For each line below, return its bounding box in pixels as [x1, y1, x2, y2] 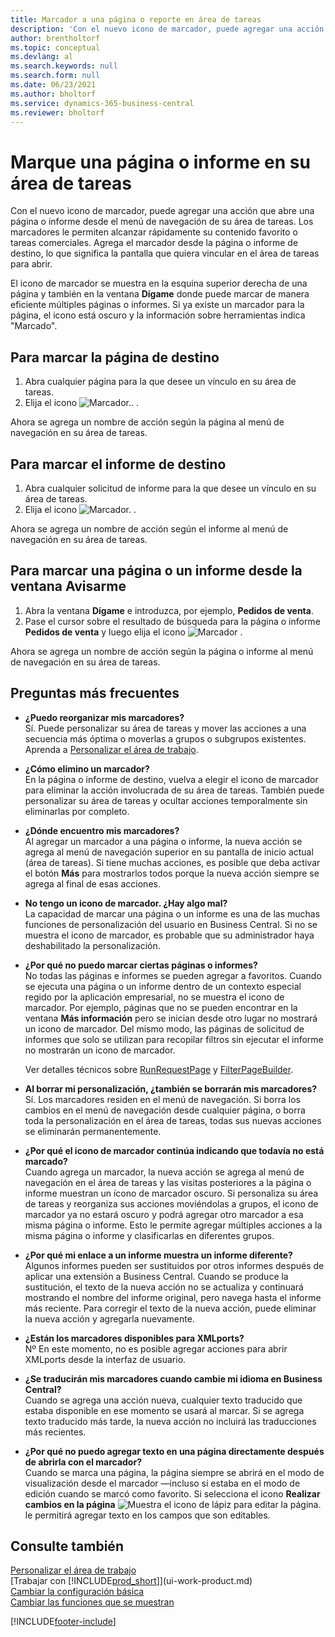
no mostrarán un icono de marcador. [24, 1044, 176, 1056]
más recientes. [24, 1426, 87, 1438]
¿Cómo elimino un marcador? [24, 762, 150, 775]
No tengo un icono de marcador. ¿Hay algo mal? [24, 897, 228, 909]
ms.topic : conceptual [10, 42, 101, 53]
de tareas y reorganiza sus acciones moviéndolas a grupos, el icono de [24, 1197, 319, 1210]
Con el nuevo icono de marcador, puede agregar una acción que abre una [10, 205, 315, 217]
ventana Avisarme [10, 578, 127, 595]
